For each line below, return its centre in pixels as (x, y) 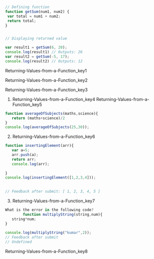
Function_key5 (27, 104)
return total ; (22, 21)
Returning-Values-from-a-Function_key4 (54, 99)
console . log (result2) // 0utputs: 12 (44, 61)
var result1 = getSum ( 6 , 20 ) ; (36, 48)
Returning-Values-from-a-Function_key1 (46, 70)
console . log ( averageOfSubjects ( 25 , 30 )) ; (47, 127)
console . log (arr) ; (31, 164)
